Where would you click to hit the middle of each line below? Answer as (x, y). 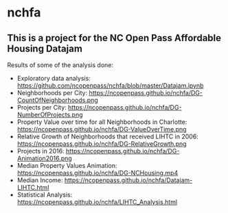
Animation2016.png (44, 158)
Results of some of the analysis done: (60, 65)
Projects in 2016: (41, 151)
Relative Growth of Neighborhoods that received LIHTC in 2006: (108, 136)
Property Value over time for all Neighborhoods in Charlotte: (102, 122)
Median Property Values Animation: (67, 165)
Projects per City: (42, 107)
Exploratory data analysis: (54, 78)
